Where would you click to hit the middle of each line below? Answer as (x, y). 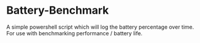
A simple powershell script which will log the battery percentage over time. (100, 27)
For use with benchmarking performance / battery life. (74, 33)
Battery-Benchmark (58, 10)
